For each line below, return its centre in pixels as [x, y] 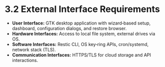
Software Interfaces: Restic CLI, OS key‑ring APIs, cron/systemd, [80, 44]
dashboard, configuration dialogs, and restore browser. [69, 28]
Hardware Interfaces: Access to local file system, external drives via [84, 33]
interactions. [25, 60]
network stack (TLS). [34, 49]
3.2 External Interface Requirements [82, 9]
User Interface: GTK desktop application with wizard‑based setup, [81, 23]
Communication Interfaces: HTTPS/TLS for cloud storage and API [81, 55]
